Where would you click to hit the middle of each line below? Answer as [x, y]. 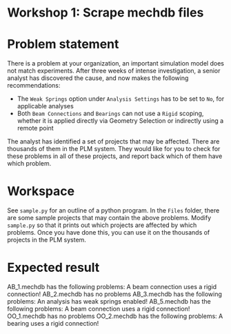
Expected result [53, 268]
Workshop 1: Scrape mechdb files [106, 13]
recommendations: [34, 86]
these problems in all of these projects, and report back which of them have [115, 156]
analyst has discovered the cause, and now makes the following [98, 78]
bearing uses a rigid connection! [53, 323]
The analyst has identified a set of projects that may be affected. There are [113, 141]
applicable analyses [45, 106]
